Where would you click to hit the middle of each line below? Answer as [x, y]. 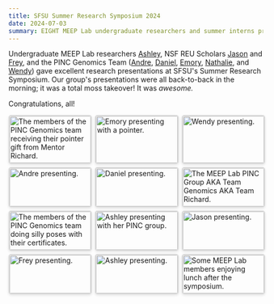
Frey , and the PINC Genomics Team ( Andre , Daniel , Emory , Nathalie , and [129, 62]
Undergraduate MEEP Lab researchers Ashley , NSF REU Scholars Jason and [135, 54]
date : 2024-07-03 [38, 23]
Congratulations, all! [42, 104]
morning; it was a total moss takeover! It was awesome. [101, 88]
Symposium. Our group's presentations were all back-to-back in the [122, 80]
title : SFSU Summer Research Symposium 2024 [84, 16]
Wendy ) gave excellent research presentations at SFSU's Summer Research [135, 71]
